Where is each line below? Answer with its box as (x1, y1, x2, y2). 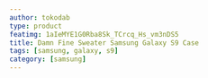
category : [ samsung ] (9, 55, 87, 64)
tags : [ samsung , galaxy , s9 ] (9, 47, 119, 56)
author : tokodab (9, 13, 70, 22)
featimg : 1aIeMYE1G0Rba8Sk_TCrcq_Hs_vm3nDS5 (9, 30, 179, 39)
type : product (9, 22, 63, 30)
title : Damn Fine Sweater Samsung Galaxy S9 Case (9, 38, 200, 48)
